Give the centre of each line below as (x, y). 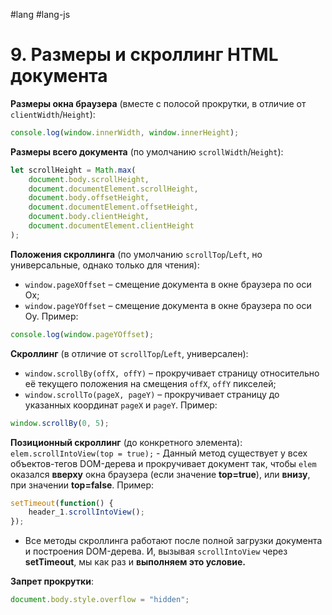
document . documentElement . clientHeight (111, 226)
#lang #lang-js (40, 14)
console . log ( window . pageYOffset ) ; (82, 334)
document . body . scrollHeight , (89, 179)
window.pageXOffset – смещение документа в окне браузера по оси (168, 284)
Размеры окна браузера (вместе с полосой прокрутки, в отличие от (158, 103)
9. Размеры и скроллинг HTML (144, 55)
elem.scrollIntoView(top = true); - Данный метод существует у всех (159, 453)
